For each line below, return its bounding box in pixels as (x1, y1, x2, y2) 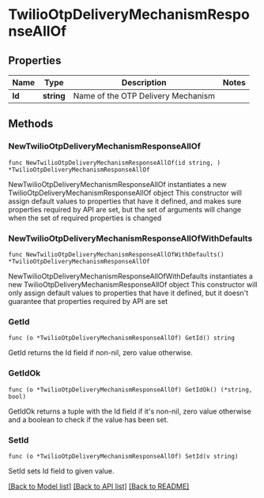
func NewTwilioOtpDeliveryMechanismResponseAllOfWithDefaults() (8, 250, 224, 258)
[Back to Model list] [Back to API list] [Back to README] (8, 481, 190, 491)
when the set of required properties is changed (8, 213, 162, 223)
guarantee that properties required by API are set (8, 296, 168, 305)
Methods (8, 117, 54, 131)
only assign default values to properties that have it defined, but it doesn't (8, 288, 249, 298)
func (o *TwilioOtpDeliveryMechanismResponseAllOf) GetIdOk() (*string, (8, 385, 253, 394)
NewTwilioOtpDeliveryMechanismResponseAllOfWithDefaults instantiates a (8, 271, 253, 281)
